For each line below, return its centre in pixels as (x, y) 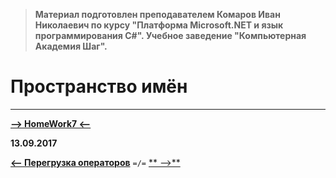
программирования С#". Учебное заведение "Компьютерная (170, 35)
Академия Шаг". (71, 46)
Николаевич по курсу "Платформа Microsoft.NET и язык (159, 25)
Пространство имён (99, 86)
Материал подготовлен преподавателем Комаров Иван (157, 14)
